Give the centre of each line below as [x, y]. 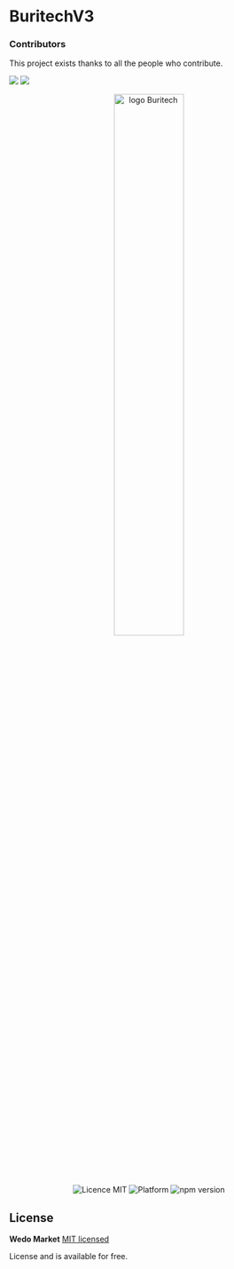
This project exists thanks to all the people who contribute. [116, 63]
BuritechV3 [52, 16]
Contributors [38, 44]
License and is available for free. [69, 1257]
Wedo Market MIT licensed [59, 1239]
